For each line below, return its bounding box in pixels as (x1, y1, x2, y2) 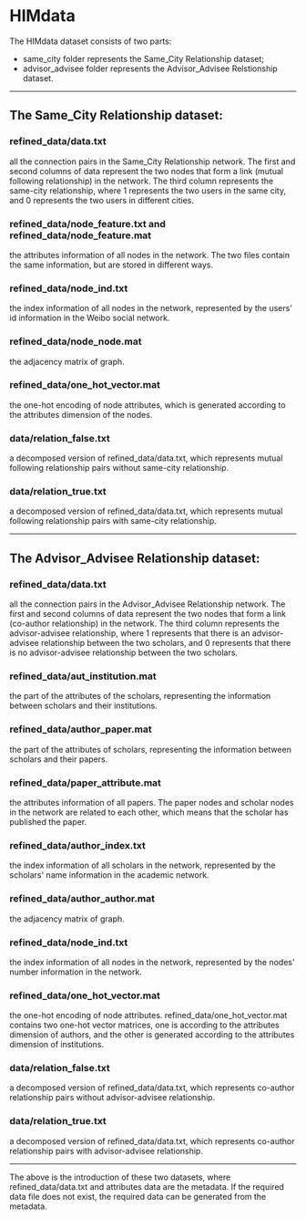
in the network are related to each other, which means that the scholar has (9, 807, 289, 818)
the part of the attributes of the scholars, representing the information (9, 691, 271, 702)
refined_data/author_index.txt (9, 839, 146, 851)
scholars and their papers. (9, 754, 108, 765)
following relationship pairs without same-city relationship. (9, 463, 229, 474)
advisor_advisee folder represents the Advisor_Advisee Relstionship (22, 63, 278, 74)
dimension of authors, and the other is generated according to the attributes (9, 1029, 295, 1040)
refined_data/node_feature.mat (9, 229, 152, 242)
